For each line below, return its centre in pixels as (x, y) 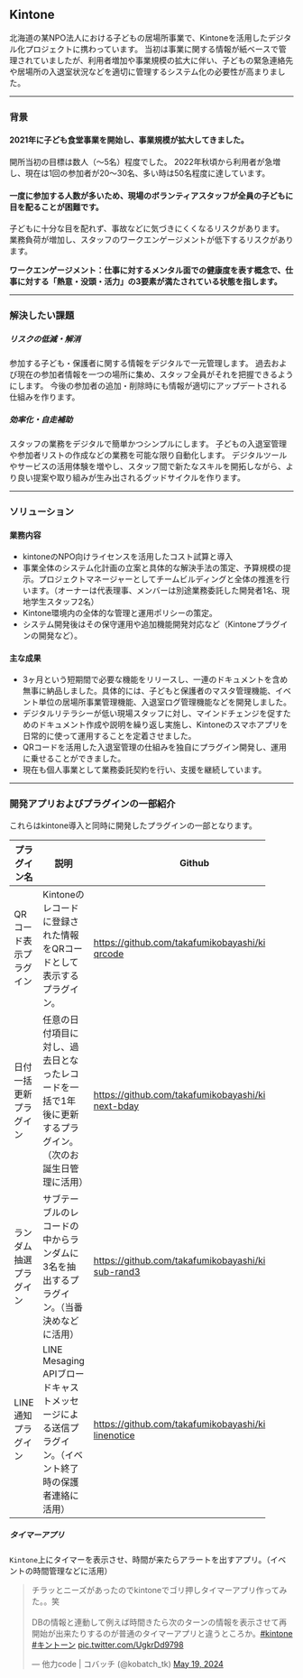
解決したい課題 (42, 316)
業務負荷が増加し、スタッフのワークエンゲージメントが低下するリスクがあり (151, 240)
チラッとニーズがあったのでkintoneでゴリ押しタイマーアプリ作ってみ (159, 1590)
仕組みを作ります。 (45, 397)
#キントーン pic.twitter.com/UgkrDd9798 (107, 1645)
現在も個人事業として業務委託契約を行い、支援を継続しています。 (144, 770)
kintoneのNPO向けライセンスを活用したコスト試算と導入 (128, 557)
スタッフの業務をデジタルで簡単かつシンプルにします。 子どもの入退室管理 (148, 444)
